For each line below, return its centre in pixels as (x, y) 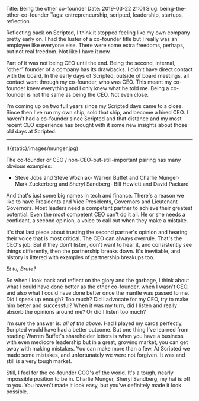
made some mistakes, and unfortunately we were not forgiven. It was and (96, 355)
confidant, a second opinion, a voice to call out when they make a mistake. (97, 221)
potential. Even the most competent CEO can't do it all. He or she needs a (96, 214)
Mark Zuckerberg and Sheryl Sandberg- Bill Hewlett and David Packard (102, 184)
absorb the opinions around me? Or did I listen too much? (76, 312)
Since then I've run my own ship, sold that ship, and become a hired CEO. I (97, 112)
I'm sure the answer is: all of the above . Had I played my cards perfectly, (95, 323)
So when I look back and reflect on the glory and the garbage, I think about (98, 280)
